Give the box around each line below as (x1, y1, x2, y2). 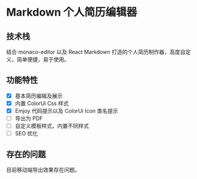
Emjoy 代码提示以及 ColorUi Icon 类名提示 (14, 107, 118, 114)
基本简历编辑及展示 (14, 92, 63, 99)
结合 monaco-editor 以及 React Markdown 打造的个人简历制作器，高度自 (6, 49, 186, 55)
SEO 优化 (14, 130, 38, 137)
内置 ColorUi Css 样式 (14, 100, 69, 107)
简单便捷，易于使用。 (16, 56, 70, 63)
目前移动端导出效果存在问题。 (6, 166, 80, 173)
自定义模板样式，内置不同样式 (14, 123, 89, 130)
